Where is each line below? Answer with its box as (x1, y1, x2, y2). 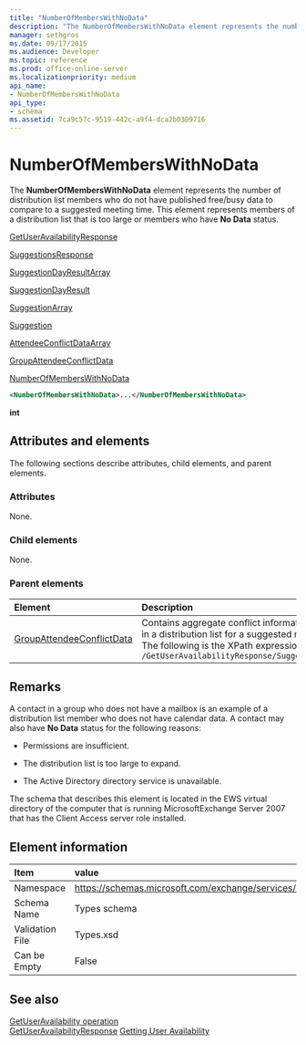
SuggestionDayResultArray (9, 266, 111, 278)
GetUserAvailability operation (9, 1016, 119, 1027)
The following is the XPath (140, 639, 253, 652)
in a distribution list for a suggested (140, 627, 292, 640)
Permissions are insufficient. (22, 740, 130, 751)
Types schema (74, 903, 138, 915)
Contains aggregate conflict (140, 616, 261, 629)
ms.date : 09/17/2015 (9, 38, 88, 48)
